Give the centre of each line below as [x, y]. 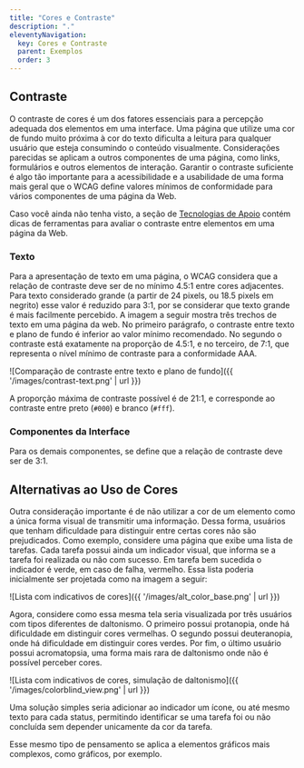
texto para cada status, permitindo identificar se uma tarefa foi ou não [140, 717]
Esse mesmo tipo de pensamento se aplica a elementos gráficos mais [140, 744]
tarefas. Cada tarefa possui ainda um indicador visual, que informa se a [143, 550]
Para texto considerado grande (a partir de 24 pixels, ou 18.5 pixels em [142, 295]
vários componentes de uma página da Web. [93, 195]
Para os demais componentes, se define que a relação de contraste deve [146, 452]
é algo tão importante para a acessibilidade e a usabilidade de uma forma [147, 176]
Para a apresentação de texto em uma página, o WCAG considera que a [144, 276]
